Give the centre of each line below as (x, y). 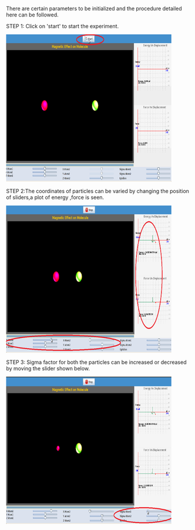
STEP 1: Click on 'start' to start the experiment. (63, 26)
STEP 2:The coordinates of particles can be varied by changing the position (98, 191)
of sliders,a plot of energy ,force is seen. (55, 197)
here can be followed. (32, 15)
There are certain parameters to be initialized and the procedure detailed (94, 9)
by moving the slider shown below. (48, 368)
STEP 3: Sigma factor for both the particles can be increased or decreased (96, 362)
